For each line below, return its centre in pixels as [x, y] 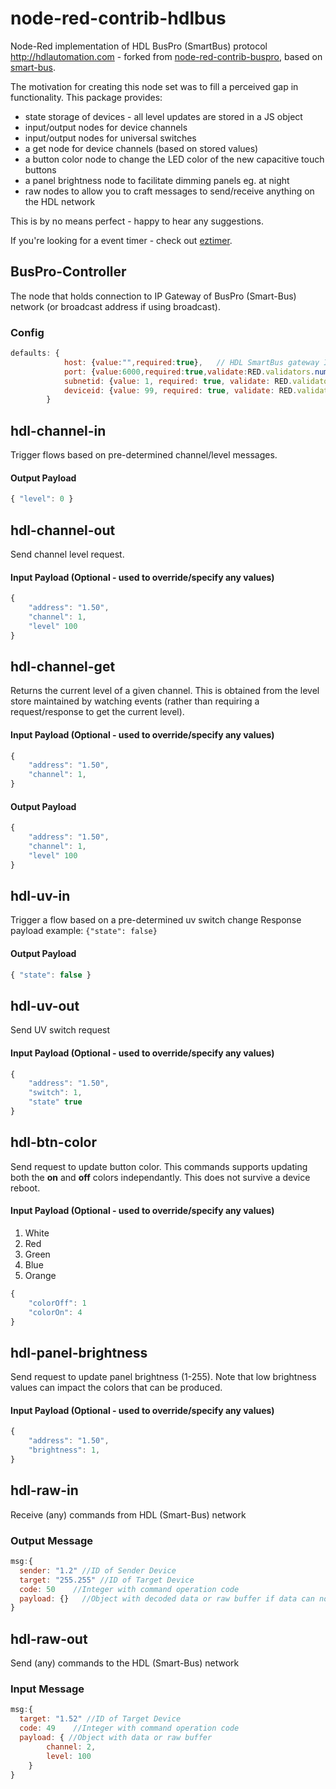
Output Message [52, 1540]
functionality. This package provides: [86, 97]
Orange [40, 1275]
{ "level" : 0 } [42, 499]
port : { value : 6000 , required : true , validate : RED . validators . [189, 372]
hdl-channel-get [63, 666]
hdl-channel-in [58, 430]
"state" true [55, 1102]
